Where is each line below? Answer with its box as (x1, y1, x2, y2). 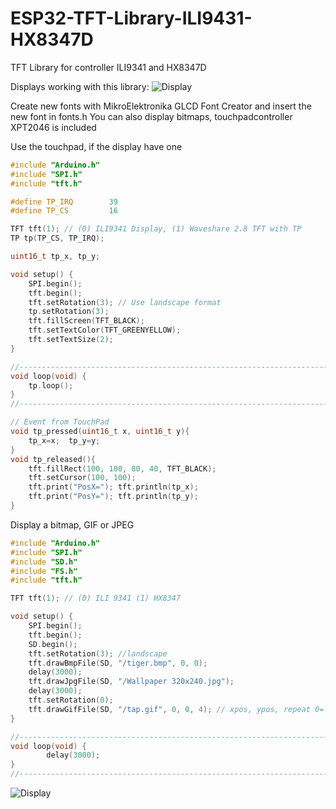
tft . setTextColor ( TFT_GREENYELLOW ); (28, 325, 182, 336)
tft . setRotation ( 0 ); (28, 695, 114, 706)
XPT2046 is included (10, 121, 97, 133)
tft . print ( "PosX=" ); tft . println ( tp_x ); (28, 482, 199, 492)
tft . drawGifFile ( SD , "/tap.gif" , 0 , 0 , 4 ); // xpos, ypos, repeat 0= (28, 704, 325, 714)
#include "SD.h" (10, 557, 78, 567)
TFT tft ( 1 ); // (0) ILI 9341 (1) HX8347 (10, 593, 182, 604)
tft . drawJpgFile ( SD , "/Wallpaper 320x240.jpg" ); (28, 677, 235, 687)
